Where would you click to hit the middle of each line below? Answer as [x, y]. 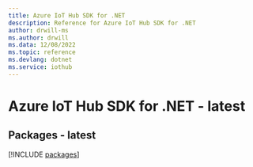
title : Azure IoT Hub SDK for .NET [67, 15]
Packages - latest [52, 135]
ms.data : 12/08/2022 [42, 45]
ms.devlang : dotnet [40, 60]
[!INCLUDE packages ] [44, 154]
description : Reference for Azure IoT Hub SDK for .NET [102, 23]
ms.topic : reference [42, 52]
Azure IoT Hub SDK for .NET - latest [127, 106]
